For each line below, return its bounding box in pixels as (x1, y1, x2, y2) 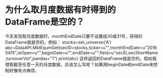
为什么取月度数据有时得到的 (5, 4, 116, 15)
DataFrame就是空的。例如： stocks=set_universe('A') (5, 39, 112, 45)
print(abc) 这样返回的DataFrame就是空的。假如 (58, 55, 153, 61)
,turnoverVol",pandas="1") (5, 55, 57, 61)
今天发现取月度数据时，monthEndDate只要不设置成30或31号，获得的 (5, 33, 143, 39)
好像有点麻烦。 (9, 67, 39, 73)
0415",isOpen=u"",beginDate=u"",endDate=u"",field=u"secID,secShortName (5, 50, 158, 55)
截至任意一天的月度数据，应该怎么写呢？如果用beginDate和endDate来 (13, 61, 154, 67)
